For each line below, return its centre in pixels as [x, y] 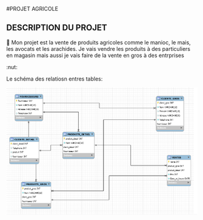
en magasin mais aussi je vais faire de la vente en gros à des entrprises [95, 55]
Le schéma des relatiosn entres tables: [55, 79]
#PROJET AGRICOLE [32, 9]
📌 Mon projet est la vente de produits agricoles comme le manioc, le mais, [98, 42]
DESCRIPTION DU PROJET [57, 28]
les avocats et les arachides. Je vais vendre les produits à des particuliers [98, 48]
